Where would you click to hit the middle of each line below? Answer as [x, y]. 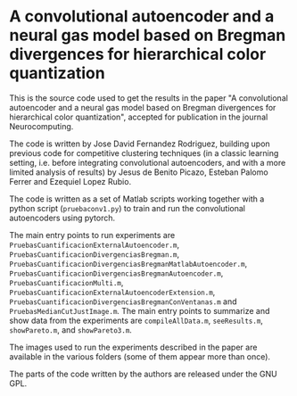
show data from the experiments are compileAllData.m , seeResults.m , [136, 320]
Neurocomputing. [41, 126]
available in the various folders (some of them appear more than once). [140, 356]
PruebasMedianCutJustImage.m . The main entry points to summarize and [140, 310]
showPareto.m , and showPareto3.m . [70, 330]
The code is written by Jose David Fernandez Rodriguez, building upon [140, 144]
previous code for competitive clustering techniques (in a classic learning [144, 153]
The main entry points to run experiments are [92, 235]
